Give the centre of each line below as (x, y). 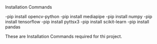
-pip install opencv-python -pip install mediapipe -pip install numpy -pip (79, 16)
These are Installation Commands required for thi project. (64, 36)
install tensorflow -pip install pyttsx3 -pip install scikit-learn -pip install (77, 22)
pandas (13, 27)
